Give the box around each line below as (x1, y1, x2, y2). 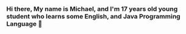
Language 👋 (6, 20, 43, 28)
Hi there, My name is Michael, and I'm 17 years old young (6, 5, 178, 13)
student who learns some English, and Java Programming (6, 12, 181, 20)
